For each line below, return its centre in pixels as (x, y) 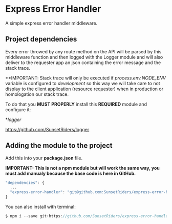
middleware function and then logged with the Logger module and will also (84, 57)
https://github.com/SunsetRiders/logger (47, 129)
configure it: (18, 109)
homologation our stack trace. (37, 94)
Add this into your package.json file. (44, 158)
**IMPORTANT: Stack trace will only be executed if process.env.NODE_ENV (86, 78)
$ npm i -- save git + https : (34, 216)
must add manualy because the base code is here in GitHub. (71, 173)
